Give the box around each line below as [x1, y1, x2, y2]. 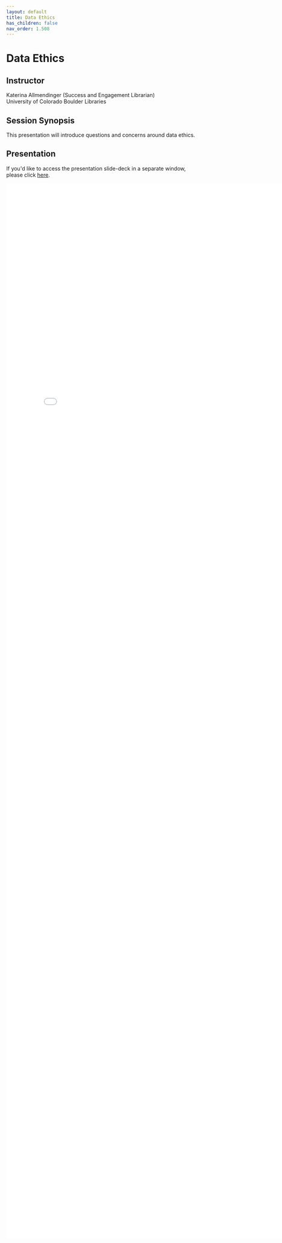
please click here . [6, 171, 50, 178]
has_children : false [6, 20, 58, 26]
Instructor [6, 75, 45, 86]
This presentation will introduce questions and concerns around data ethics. [6, 131, 195, 139]
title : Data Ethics [6, 14, 55, 20]
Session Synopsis [6, 115, 75, 125]
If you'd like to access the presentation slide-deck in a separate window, [6, 165, 186, 172]
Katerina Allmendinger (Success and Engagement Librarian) [6, 92, 155, 99]
